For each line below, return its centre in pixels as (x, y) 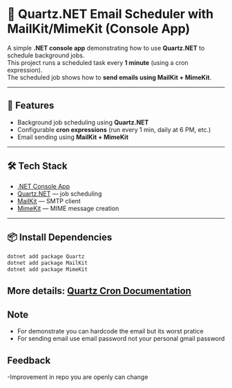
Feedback (29, 360)
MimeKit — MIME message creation (68, 208)
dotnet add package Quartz (46, 257)
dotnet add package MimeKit (48, 270)
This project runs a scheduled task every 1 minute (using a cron (98, 62)
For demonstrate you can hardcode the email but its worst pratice (110, 331)
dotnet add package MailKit (48, 263)
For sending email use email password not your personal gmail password (121, 339)
